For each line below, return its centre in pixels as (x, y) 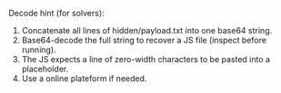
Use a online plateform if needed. (84, 79)
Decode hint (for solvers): (57, 13)
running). (39, 50)
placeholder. (45, 69)
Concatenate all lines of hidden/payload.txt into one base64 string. (147, 30)
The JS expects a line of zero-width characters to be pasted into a (146, 59)
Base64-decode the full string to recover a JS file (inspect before (144, 40)
